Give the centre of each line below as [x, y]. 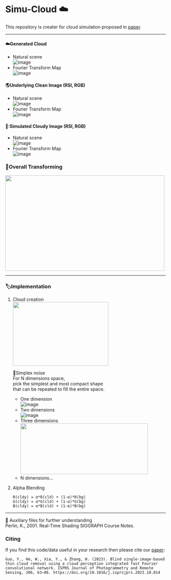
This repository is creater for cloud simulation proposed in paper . [73, 27]
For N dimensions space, [39, 378]
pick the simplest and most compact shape [58, 384]
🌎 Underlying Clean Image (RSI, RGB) [45, 85]
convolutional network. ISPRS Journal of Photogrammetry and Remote [79, 568]
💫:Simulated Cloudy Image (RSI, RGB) [46, 126]
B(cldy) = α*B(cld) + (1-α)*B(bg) [49, 506]
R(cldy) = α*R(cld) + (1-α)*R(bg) [49, 497]
